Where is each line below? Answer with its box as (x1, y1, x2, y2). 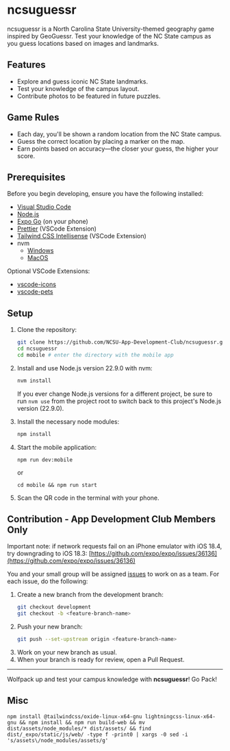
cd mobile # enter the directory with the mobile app (16, 351, 174, 358)
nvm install (16, 377, 51, 384)
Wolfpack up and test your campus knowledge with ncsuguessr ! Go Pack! (7, 675, 218, 683)
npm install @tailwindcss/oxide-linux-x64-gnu (7, 713, 142, 720)
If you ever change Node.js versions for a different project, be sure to (16, 390, 213, 398)
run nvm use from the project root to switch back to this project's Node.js (16, 396, 222, 405)
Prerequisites (7, 171, 66, 183)
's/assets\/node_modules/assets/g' (7, 737, 109, 744)
